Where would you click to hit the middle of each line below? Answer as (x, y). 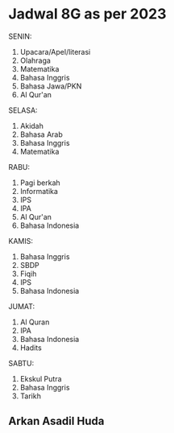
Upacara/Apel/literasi (55, 52)
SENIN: (20, 36)
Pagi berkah (40, 183)
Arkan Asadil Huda (56, 421)
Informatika (39, 191)
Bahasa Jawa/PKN (51, 86)
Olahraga (35, 60)
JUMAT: (22, 306)
